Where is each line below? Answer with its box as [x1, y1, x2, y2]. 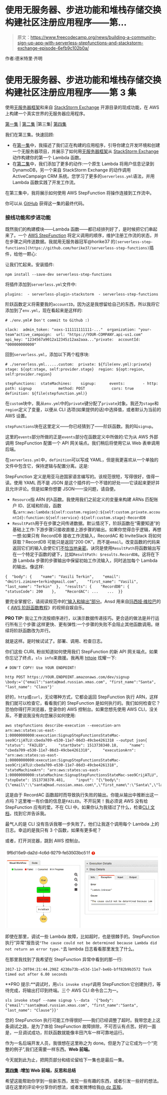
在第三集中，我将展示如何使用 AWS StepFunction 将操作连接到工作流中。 [5, 189, 155, 196]
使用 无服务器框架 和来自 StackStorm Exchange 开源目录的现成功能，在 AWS [5, 104, 160, 110]
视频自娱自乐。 [56, 605, 87, 610]
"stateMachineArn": [5, 768, 46, 773]
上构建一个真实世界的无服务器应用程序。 [5, 110, 88, 117]
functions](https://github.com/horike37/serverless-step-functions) [5, 246, 150, 251]
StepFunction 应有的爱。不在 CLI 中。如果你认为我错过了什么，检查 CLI [5, 804, 150, 810]
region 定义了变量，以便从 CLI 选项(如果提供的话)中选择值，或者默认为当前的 [5, 407, 161, 413]
